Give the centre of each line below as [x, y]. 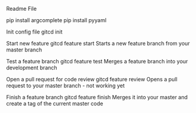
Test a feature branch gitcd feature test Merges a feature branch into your [97, 61]
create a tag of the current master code [55, 103]
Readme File [22, 9]
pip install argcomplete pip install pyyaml [56, 20]
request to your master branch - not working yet [65, 85]
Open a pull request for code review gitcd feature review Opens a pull [92, 79]
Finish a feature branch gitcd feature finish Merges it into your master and [97, 97]
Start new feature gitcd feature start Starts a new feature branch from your [98, 43]
